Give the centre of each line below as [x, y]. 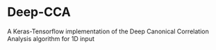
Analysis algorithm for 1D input [51, 38]
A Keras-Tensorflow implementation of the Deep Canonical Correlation [108, 31]
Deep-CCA [39, 12]
